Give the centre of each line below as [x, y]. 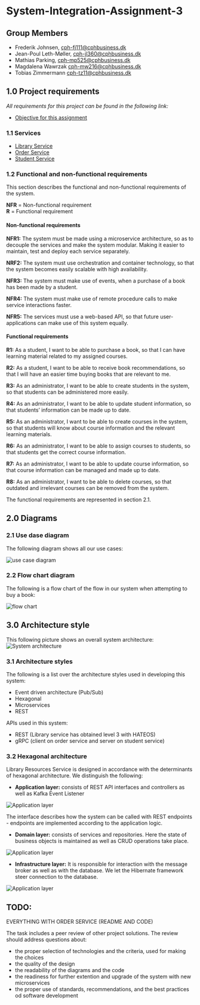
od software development [47, 995]
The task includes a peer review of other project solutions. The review [92, 933]
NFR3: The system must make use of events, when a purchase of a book [96, 281]
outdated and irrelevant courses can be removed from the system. [87, 488]
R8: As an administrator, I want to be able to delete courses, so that [89, 482]
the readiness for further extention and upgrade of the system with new [103, 977]
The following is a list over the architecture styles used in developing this [96, 674]
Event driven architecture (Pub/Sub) [59, 692]
